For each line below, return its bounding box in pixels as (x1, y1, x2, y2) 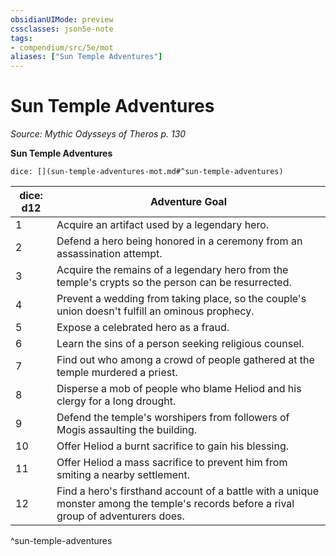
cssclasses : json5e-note (10, 24, 114, 34)
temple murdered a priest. (56, 366, 178, 380)
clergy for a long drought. (56, 394, 177, 408)
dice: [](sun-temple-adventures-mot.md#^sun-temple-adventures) (10, 167, 284, 177)
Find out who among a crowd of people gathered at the (56, 353, 315, 367)
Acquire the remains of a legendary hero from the (56, 263, 289, 277)
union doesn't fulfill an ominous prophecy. (56, 304, 255, 318)
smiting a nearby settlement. (56, 468, 191, 482)
